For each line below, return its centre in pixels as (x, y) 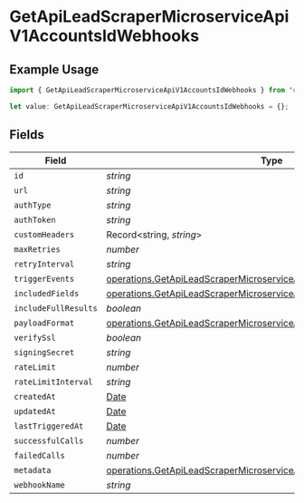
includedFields (47, 293)
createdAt (35, 397)
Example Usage (54, 69)
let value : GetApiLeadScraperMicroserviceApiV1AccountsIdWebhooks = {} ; (149, 106)
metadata (33, 470)
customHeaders (44, 234)
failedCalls (40, 455)
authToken (35, 220)
